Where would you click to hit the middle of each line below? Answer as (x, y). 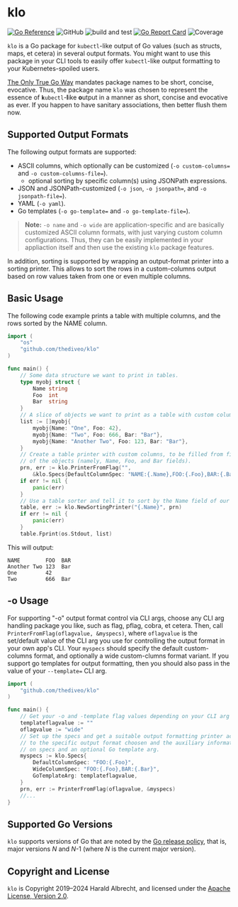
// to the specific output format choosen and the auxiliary (112, 743)
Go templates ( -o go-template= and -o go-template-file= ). (104, 211)
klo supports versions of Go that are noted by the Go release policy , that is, (117, 842)
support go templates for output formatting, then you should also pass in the (119, 663)
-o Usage (28, 601)
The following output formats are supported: (72, 152)
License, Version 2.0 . (38, 896)
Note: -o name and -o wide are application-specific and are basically (124, 224)
